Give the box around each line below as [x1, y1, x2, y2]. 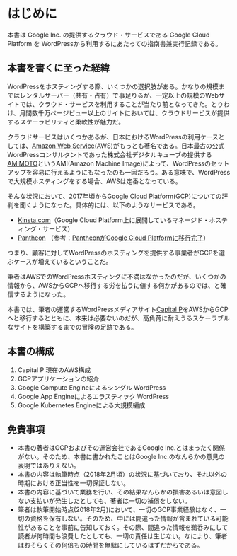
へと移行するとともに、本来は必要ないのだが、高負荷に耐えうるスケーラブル [7, 313, 230, 322]
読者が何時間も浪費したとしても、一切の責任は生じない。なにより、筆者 [17, 532, 228, 540]
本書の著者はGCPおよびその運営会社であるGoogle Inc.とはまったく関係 [17, 444, 226, 452]
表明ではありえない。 [17, 461, 80, 470]
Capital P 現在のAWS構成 [17, 365, 91, 374]
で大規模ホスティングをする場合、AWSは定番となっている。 [7, 177, 182, 185]
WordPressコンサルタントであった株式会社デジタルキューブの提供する [7, 150, 212, 158]
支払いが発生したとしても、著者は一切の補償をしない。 [30, 497, 191, 505]
